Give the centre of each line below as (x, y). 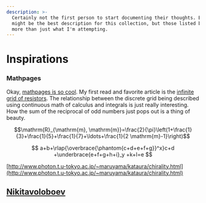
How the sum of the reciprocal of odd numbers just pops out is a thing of (98, 111)
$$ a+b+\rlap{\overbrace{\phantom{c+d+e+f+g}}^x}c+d (103, 148)
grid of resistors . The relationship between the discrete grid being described (103, 98)
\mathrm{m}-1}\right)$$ (160, 136)
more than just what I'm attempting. (60, 29)
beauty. (16, 117)
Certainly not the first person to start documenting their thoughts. (104, 18)
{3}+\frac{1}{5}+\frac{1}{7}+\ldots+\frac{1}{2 (72, 136)
